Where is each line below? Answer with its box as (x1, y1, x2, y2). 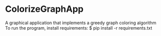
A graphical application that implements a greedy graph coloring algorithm (5, 20, 157, 26)
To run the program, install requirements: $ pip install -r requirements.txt (5, 25, 152, 31)
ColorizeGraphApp (5, 3, 84, 15)
